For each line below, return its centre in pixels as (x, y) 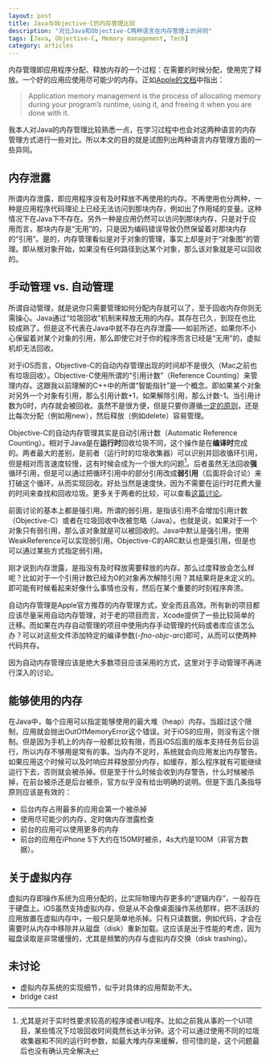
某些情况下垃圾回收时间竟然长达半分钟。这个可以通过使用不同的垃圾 (147, 1030)
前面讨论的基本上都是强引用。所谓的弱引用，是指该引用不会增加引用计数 (128, 511)
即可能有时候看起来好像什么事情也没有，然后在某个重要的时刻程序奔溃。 (128, 588)
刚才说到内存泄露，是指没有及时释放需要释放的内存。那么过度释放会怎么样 (131, 568)
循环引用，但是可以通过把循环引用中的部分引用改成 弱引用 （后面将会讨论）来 (135, 473)
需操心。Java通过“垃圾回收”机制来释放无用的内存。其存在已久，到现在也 (129, 318)
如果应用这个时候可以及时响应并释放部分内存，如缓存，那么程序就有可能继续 (135, 762)
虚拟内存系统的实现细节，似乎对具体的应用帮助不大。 (108, 987)
